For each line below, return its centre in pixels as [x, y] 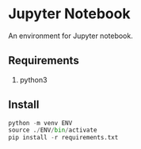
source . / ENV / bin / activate [53, 130]
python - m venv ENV [40, 123]
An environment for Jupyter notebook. [70, 36]
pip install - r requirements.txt [63, 138]
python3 [33, 79]
